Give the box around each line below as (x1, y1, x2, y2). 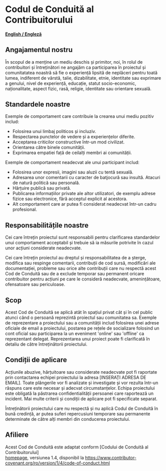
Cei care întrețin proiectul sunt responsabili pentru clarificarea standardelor (5, 234, 160, 240)
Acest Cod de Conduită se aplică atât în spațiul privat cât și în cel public (5, 309, 153, 316)
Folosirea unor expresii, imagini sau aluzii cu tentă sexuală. (12, 169, 133, 175)
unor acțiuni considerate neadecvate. (5, 245, 82, 251)
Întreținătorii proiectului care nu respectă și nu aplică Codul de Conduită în (5, 405, 158, 411)
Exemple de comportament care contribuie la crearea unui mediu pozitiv (5, 113, 154, 119)
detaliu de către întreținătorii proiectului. (5, 341, 87, 347)
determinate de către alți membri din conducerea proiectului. (5, 416, 130, 422)
